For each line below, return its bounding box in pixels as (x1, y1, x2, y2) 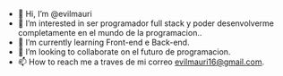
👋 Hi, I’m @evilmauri (17, 9, 92, 19)
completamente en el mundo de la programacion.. (17, 28, 202, 38)
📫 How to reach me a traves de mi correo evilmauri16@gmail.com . (17, 56, 265, 67)
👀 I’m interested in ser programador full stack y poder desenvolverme (17, 18, 275, 29)
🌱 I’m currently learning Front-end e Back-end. (17, 37, 190, 47)
